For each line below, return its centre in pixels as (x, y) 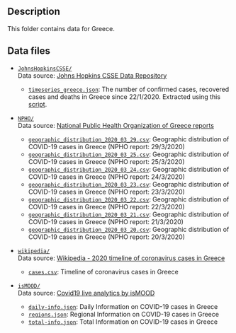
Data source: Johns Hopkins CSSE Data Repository (92, 75)
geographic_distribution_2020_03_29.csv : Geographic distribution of (129, 139)
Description (34, 12)
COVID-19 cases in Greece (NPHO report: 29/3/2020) (107, 146)
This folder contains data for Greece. (61, 28)
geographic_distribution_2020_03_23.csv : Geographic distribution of (129, 184)
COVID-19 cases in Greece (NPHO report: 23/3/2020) (107, 192)
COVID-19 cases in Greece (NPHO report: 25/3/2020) (106, 161)
